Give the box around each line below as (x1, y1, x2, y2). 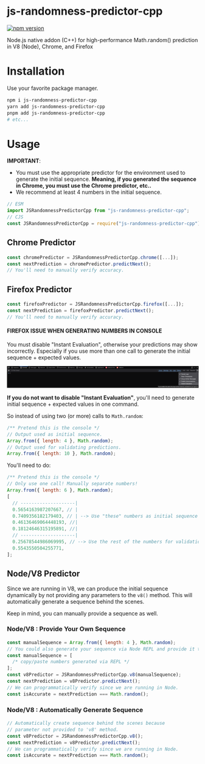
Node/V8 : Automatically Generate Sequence (7, 705, 144, 714)
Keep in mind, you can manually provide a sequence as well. (7, 609, 159, 617)
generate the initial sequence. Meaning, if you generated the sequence (15, 175, 196, 183)
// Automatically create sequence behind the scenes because (7, 720, 165, 727)
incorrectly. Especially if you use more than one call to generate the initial (7, 347, 191, 354)
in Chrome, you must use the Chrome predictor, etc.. (15, 182, 151, 189)
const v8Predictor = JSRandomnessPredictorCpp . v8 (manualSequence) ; (7, 672, 182, 678)
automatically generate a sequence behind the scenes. (7, 598, 145, 605)
